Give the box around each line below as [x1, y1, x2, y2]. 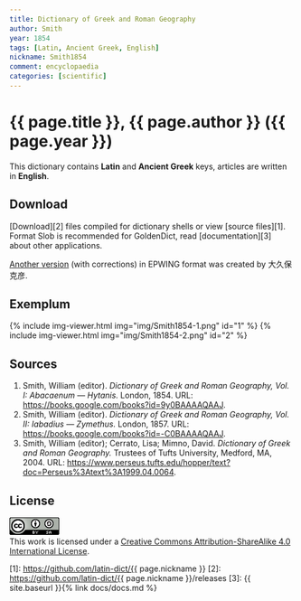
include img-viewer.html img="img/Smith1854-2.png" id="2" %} [9, 330, 248, 341]
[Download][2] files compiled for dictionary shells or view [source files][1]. [9, 221, 287, 231]
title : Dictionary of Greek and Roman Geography [9, 14, 196, 23]
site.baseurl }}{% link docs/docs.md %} [9, 583, 158, 594]
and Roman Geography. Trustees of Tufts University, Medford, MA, [22, 447, 273, 458]
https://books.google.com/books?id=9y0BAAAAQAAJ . [22, 399, 226, 410]
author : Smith [9, 23, 63, 33]
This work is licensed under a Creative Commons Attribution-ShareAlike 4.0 [9, 536, 291, 547]
